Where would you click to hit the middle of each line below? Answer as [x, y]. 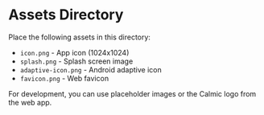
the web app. [30, 102]
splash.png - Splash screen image [76, 61]
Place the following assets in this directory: [80, 37]
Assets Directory [66, 15]
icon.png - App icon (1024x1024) [74, 52]
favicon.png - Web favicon [64, 78]
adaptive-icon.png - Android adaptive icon [91, 69]
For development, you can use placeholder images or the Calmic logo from [132, 93]
